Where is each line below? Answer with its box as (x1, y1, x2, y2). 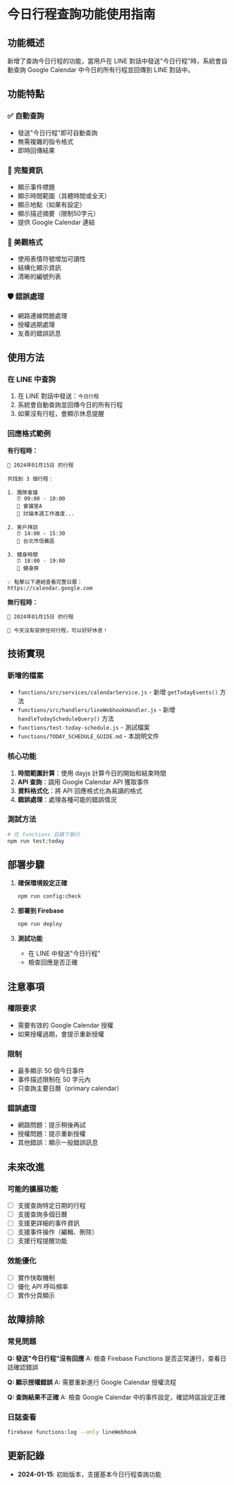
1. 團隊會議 (7, 489, 39, 496)
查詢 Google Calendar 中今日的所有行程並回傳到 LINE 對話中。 (13, 66, 195, 74)
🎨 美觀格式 (7, 237, 44, 247)
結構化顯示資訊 (17, 264, 61, 272)
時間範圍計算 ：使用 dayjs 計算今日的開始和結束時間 (17, 769, 167, 777)
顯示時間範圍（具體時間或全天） (17, 191, 111, 200)
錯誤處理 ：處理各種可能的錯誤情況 (17, 795, 117, 804)
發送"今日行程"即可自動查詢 (17, 128, 98, 137)
